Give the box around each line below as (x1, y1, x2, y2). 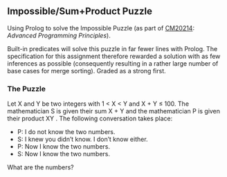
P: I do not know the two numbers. (17, 128, 116, 136)
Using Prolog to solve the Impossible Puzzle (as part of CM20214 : (7, 24, 195, 32)
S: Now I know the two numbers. (17, 150, 111, 158)
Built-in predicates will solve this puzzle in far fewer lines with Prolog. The (7, 44, 218, 53)
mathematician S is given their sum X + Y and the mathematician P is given (7, 107, 220, 115)
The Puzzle (7, 84, 46, 93)
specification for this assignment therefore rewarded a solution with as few (7, 52, 221, 60)
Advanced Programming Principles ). (7, 31, 111, 39)
